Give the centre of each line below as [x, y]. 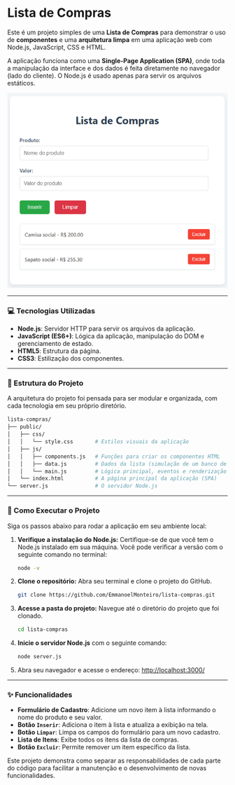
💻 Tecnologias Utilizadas [51, 311]
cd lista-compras [43, 630]
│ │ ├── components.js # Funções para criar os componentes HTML [114, 457]
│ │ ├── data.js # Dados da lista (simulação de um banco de [117, 464]
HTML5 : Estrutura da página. [59, 351]
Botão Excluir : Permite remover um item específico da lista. [104, 747]
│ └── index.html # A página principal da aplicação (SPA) [112, 479]
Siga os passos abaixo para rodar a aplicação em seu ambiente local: [107, 526]
